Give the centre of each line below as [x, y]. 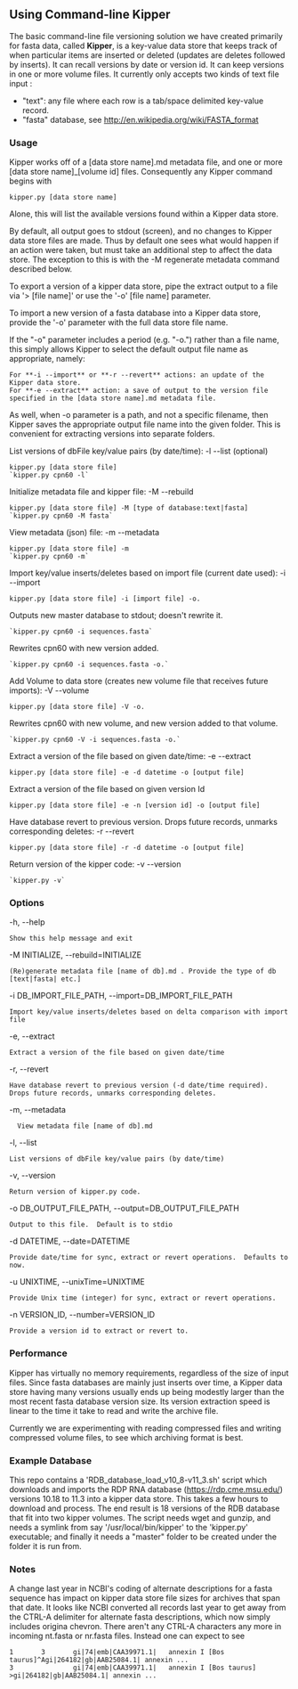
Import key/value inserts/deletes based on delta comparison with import [149, 1012]
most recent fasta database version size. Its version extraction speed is [140, 1401]
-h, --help [27, 922]
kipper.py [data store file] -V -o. [77, 707]
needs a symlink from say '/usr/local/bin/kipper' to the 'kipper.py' [129, 1527]
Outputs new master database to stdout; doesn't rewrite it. [116, 616]
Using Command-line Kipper [90, 15]
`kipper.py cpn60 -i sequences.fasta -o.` [89, 665]
